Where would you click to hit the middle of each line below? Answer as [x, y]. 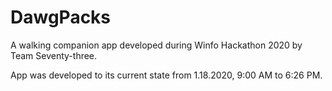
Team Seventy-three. [54, 55]
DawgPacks [61, 17]
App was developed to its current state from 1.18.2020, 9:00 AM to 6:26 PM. [166, 75]
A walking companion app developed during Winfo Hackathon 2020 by [156, 45]
